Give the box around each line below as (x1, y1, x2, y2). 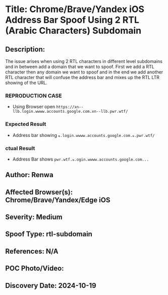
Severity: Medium (5, 213, 63, 222)
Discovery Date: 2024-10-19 (5, 281, 97, 290)
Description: (5, 45, 45, 53)
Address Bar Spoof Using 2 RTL (5, 14, 140, 26)
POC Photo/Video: (5, 264, 64, 273)
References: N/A (5, 247, 59, 255)
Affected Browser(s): (5, 188, 73, 196)
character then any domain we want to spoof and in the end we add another (5, 69, 163, 75)
